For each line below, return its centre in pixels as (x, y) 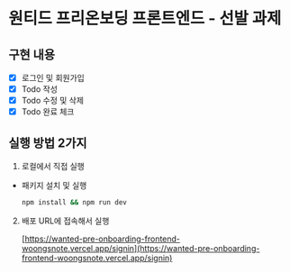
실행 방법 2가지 (48, 143)
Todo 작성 (39, 89)
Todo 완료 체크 (48, 112)
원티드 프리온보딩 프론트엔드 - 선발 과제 (145, 18)
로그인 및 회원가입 (53, 78)
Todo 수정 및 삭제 (53, 101)
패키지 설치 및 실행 (54, 186)
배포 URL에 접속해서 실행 (65, 221)
